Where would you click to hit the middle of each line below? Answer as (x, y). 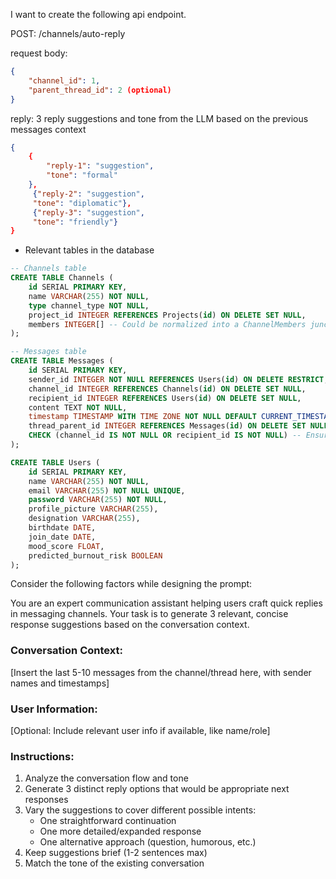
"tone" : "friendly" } (75, 222)
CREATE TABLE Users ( (55, 462)
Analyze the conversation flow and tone (106, 778)
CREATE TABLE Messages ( (62, 361)
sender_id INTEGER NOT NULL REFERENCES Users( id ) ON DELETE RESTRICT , (178, 379)
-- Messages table (48, 352)
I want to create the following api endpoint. (98, 14)
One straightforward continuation (108, 821)
